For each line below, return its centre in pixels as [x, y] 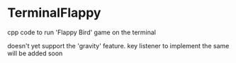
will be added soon [35, 53]
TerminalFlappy [54, 13]
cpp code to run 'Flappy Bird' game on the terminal [82, 32]
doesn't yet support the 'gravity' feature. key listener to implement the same [118, 45]
